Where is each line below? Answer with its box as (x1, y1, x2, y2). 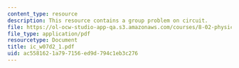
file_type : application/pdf (7, 30, 91, 38)
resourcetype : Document (7, 37, 78, 44)
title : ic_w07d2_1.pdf (7, 43, 75, 50)
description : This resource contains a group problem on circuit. (7, 17, 208, 24)
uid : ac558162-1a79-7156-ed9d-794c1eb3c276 (7, 50, 139, 57)
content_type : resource (7, 10, 78, 18)
